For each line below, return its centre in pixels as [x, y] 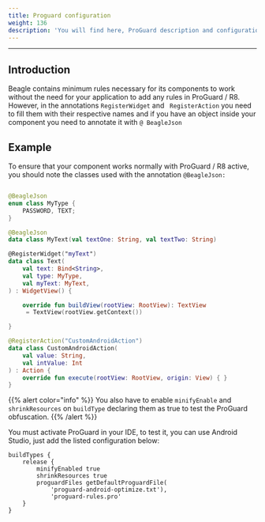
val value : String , [54, 356]
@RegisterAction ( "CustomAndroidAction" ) [76, 341]
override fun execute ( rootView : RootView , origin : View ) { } [125, 378]
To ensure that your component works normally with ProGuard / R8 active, [129, 166]
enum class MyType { [42, 203]
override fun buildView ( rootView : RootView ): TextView [114, 305]
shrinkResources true [72, 476]
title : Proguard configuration [60, 15]
